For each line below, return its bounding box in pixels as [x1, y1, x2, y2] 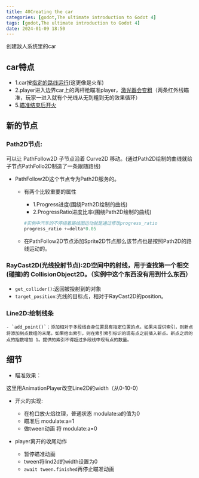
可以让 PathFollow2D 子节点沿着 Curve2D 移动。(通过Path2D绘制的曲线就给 [6, 155, 193, 162]
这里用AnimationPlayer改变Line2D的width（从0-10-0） [6, 384, 142, 392]
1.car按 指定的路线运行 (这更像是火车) [14, 79, 105, 86]
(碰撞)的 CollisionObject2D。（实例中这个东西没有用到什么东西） [6, 270, 192, 279]
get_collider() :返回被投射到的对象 [14, 285, 102, 292]
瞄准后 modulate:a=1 [23, 417, 75, 425]
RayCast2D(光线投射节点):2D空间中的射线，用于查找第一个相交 [6, 261, 189, 270]
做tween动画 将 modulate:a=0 [23, 425, 97, 432]
